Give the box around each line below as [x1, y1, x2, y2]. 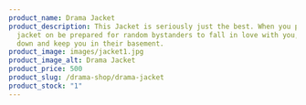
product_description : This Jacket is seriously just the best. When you [8, 22, 291, 31]
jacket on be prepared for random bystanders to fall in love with [16, 30, 280, 39]
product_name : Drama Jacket [8, 13, 116, 23]
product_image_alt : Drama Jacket [8, 56, 136, 65]
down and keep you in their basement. [16, 38, 165, 48]
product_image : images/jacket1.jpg [8, 47, 144, 57]
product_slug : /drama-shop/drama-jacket [8, 73, 165, 82]
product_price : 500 [8, 65, 83, 74]
